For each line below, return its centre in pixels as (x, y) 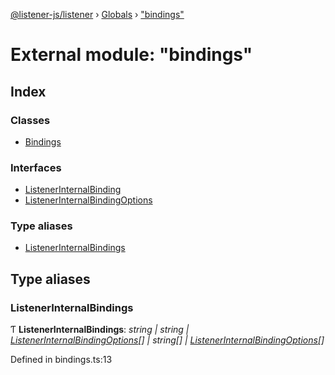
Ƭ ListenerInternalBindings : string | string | (100, 330)
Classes (30, 120)
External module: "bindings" (131, 55)
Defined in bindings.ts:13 (61, 360)
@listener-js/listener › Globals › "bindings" (97, 14)
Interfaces (36, 167)
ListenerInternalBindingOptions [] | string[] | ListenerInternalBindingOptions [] (167, 340)
